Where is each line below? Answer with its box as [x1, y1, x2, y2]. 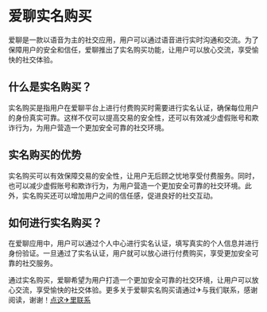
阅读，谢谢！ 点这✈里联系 [8, 295, 91, 305]
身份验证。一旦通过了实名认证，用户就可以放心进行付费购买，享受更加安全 [8, 248, 252, 258]
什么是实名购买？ [8, 80, 92, 94]
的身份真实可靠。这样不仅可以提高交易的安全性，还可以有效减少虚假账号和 [8, 113, 252, 122]
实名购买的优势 [8, 148, 82, 162]
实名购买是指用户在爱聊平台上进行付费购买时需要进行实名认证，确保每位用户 [8, 102, 259, 112]
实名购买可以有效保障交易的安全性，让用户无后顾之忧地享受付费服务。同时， [8, 171, 259, 180]
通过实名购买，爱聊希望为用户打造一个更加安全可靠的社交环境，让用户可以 [8, 275, 252, 285]
